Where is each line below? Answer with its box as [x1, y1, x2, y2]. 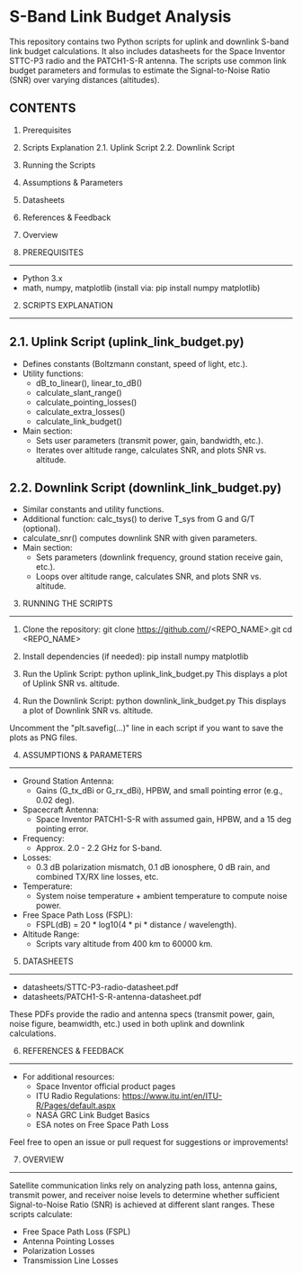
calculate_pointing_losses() [35, 397, 138, 408]
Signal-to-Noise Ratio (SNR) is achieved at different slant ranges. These [9, 1199, 276, 1210]
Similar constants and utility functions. [22, 504, 164, 515]
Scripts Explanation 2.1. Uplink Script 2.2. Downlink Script [22, 142, 235, 152]
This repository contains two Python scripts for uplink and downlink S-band [9, 36, 289, 47]
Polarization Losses [22, 1246, 95, 1257]
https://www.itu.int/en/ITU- [121, 1091, 223, 1102]
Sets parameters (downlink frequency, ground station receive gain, [35, 552, 283, 563]
